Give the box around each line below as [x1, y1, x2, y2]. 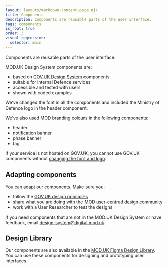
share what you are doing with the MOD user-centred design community [12, 199, 163, 205]
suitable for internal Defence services [12, 79, 91, 85]
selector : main [10, 40, 42, 45]
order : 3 [5, 31, 24, 36]
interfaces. [5, 258, 28, 264]
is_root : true [5, 26, 35, 31]
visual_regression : [5, 36, 46, 41]
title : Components [5, 12, 44, 17]
